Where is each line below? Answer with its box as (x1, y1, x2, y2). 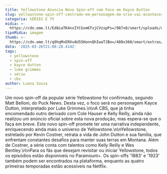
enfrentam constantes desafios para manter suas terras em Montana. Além (5, 137, 159, 143)
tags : (5, 49, 16, 54)
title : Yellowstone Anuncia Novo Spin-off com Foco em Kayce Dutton (5, 7, 150, 12)
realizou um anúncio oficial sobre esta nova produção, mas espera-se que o (5, 116, 162, 121)
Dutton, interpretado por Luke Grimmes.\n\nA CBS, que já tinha (5, 105, 134, 111)
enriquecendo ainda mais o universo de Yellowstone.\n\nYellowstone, (5, 126, 148, 132)
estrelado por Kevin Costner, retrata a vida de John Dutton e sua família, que (5, 131, 162, 137)
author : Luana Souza (5, 81, 48, 86)
